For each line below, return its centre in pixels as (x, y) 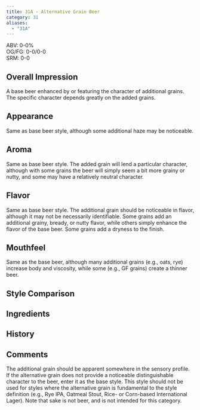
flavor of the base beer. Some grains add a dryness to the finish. (85, 229)
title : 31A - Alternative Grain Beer (53, 12)
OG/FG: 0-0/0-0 (26, 52)
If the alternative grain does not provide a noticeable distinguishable (90, 375)
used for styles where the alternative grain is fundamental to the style (92, 388)
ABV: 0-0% (20, 45)
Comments (27, 354)
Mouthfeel (26, 248)
